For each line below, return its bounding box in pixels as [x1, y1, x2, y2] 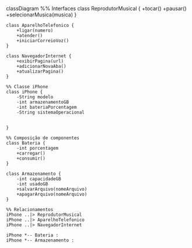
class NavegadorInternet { [6, 53, 72, 59]
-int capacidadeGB [16, 176, 61, 182]
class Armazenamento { [6, 171, 61, 177]
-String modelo [16, 94, 54, 100]
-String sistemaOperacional [16, 109, 85, 115]
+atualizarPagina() [16, 68, 64, 74]
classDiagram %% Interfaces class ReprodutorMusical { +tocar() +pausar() [6, 5, 187, 12]
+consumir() [16, 156, 46, 161]
